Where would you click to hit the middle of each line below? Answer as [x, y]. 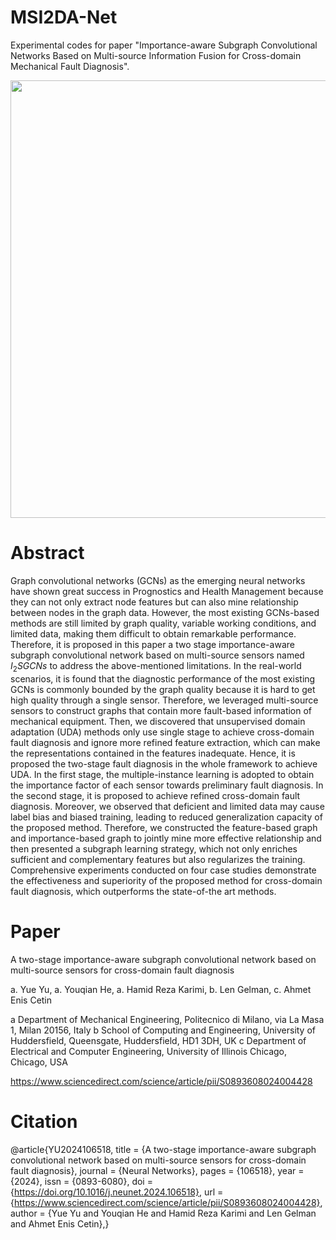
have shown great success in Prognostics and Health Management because [167, 591]
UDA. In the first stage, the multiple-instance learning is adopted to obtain [162, 774]
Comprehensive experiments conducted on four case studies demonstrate [163, 870]
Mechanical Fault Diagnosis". [70, 66]
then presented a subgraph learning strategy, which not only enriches [154, 848]
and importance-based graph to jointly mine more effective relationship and [166, 838]
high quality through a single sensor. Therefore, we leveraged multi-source [164, 700]
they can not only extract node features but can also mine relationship [154, 602]
